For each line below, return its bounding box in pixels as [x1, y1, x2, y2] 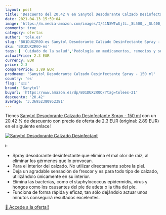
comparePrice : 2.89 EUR [5, 67, 54, 72]
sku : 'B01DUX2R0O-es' [5, 44, 50, 49]
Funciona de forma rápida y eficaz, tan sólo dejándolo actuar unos [12, 189, 148, 195]
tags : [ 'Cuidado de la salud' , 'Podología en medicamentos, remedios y [5, 48, 156, 53]
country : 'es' [5, 76, 35, 81]
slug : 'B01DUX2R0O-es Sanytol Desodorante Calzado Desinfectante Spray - [5, 40, 161, 44]
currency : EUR [5, 58, 35, 63]
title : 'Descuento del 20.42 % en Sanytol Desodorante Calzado [5, 12, 138, 17]
